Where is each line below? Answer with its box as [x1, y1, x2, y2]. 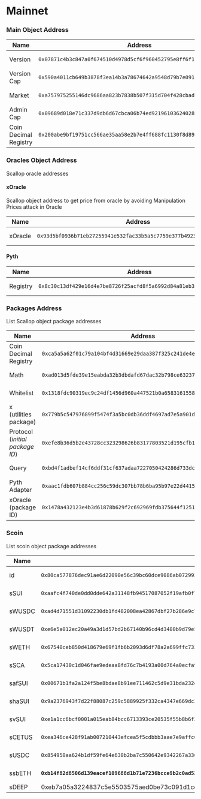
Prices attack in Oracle [6, 203, 62, 211]
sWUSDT [9, 625, 35, 633]
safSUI [9, 679, 28, 687]
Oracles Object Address [6, 156, 77, 164]
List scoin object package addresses [6, 542, 97, 549]
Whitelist [9, 389, 34, 397]
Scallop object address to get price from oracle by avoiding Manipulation [6, 197, 185, 204]
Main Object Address [6, 26, 69, 34]
